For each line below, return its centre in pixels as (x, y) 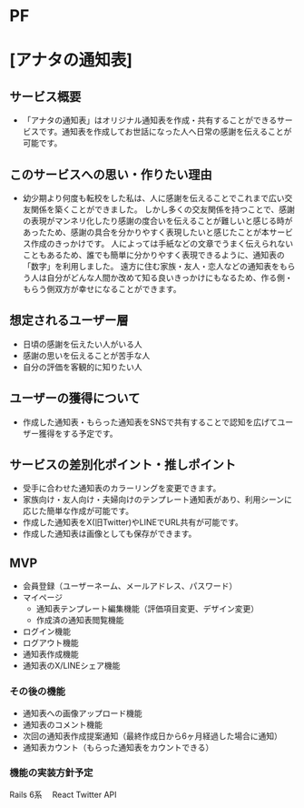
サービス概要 (45, 96)
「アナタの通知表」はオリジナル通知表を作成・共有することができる (150, 120)
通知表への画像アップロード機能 (82, 713)
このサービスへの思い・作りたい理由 (111, 174)
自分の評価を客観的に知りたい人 (82, 367)
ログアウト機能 (50, 643)
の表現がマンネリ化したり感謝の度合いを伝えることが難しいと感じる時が (157, 221)
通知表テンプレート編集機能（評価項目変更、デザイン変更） (147, 609)
